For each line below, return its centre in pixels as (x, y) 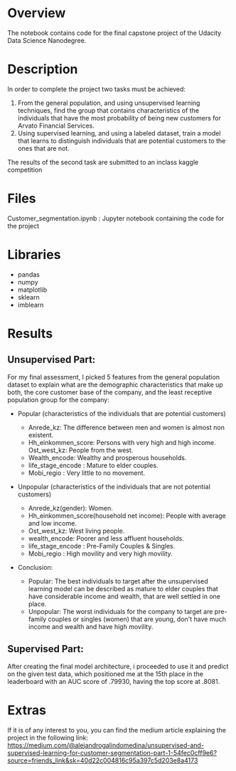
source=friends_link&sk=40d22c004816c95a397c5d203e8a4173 (103, 760)
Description (43, 70)
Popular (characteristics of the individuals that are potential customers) (122, 413)
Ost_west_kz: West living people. (76, 531)
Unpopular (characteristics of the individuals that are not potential (114, 486)
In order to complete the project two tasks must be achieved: (97, 89)
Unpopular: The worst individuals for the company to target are (120, 611)
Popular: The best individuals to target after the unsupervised (118, 581)
